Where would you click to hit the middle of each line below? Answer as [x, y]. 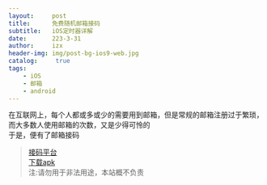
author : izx [36, 46]
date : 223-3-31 [45, 38]
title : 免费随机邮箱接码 [55, 23]
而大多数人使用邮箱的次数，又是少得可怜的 [79, 125]
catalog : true [39, 61]
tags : [17, 69]
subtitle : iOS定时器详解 [51, 31]
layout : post [38, 16]
